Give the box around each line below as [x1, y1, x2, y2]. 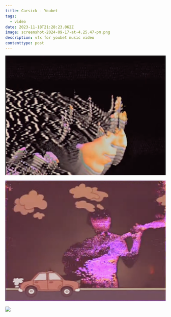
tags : [5, 13, 17, 19]
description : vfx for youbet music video [5, 35, 95, 40]
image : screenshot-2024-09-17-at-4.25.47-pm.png [5, 30, 110, 35]
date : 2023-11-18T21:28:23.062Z [5, 25, 74, 30]
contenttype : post [5, 41, 44, 46]
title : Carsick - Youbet [5, 8, 58, 13]
